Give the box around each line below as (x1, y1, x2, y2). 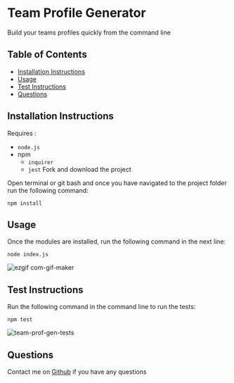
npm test (7, 316, 33, 323)
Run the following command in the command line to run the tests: (7, 303, 196, 311)
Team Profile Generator (7, 5, 146, 21)
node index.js (7, 251, 49, 258)
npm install (7, 199, 42, 207)
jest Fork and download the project (27, 165, 131, 173)
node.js (17, 144, 40, 151)
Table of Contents (7, 49, 88, 61)
